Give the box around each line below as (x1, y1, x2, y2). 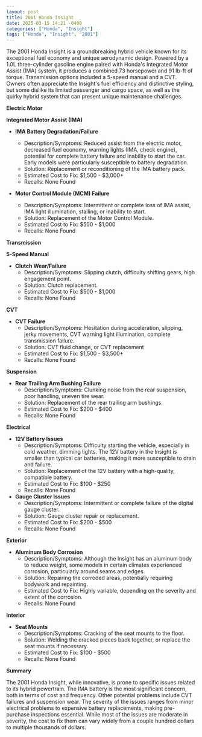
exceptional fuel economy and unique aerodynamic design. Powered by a (6, 54, 189, 62)
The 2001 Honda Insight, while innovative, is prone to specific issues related (6, 679, 195, 686)
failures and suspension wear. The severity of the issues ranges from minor (6, 698, 194, 706)
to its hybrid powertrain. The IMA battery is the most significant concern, (6, 685, 187, 692)
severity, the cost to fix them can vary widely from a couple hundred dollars (6, 717, 195, 725)
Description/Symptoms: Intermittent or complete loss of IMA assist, (24, 202, 191, 209)
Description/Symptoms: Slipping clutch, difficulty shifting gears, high (24, 269, 195, 276)
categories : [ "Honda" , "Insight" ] (6, 25, 93, 32)
